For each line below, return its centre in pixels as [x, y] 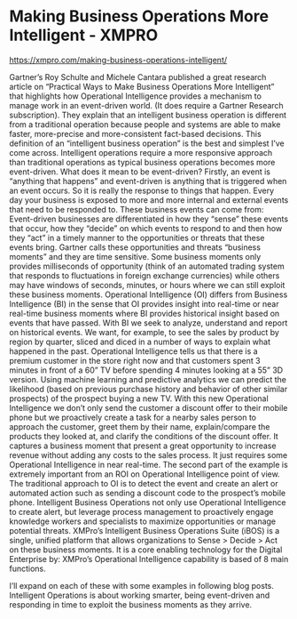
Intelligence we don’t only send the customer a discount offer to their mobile [148, 407]
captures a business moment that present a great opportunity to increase [143, 446]
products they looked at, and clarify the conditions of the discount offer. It [144, 436]
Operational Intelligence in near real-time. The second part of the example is [148, 464]
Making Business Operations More [139, 16]
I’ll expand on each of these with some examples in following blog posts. [142, 585]
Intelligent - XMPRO [83, 35]
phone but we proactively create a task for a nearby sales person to [133, 417]
